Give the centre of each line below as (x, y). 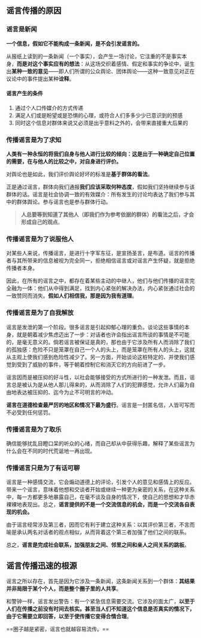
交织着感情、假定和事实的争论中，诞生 (147, 63)
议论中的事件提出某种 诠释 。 (40, 78)
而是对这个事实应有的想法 (48, 63)
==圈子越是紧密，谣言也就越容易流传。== (58, 629)
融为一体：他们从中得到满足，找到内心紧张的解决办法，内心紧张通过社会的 (103, 288)
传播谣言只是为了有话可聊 (43, 468)
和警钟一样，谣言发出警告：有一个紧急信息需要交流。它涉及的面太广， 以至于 (100, 601)
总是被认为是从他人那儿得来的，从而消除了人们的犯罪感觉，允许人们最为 (100, 384)
